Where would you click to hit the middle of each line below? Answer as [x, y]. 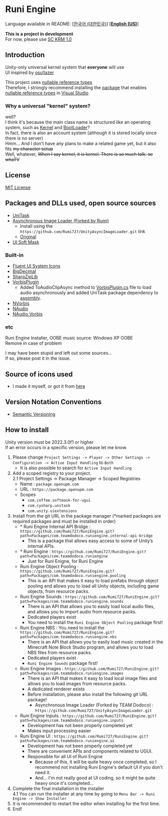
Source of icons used [39, 374]
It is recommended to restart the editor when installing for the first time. [86, 803]
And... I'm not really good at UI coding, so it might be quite [95, 778]
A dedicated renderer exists [56, 689]
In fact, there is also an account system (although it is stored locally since [81, 133]
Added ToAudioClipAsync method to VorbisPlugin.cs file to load [86, 287]
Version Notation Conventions [53, 402]
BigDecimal [24, 271]
